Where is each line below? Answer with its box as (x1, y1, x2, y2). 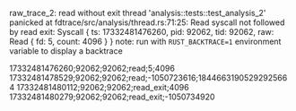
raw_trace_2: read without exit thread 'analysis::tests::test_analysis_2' (9, 8, 266, 18)
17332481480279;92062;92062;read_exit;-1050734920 (9, 91, 215, 102)
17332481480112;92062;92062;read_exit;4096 (16, 82, 190, 92)
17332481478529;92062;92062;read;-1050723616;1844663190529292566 (9, 73, 288, 83)
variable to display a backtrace (9, 46, 123, 56)
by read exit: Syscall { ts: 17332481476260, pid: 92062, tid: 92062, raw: (9, 27, 274, 37)
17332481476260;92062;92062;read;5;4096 (9, 63, 175, 73)
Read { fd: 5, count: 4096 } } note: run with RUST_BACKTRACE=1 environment (9, 36, 282, 47)
